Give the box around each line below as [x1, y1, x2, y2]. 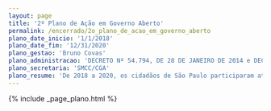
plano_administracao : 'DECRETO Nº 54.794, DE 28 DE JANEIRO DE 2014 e [8, 57, 251, 65]
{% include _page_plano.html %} [8, 93, 118, 103]
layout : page [8, 11, 52, 20]
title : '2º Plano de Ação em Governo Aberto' [8, 19, 164, 27]
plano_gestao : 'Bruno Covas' [8, 49, 106, 57]
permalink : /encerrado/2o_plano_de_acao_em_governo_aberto [8, 27, 211, 35]
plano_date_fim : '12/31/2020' [8, 42, 110, 50]
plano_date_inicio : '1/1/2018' [8, 34, 114, 43]
